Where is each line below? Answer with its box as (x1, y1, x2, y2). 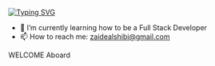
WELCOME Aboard (8, 50, 70, 60)
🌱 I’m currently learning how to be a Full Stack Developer (19, 23, 208, 32)
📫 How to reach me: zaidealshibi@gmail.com (19, 32, 170, 41)
